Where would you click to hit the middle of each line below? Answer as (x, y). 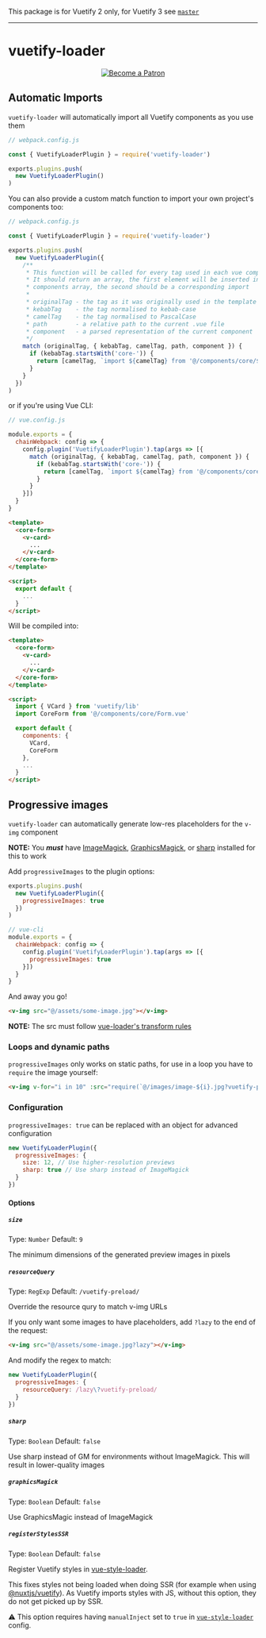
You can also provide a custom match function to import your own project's (131, 198)
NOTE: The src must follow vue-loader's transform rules (100, 1027)
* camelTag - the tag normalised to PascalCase (111, 317)
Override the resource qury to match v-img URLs (88, 1307)
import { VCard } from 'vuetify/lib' (78, 707)
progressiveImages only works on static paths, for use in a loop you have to (131, 1064)
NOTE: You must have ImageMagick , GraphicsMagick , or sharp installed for (132, 847)
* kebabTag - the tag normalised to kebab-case (111, 309)
